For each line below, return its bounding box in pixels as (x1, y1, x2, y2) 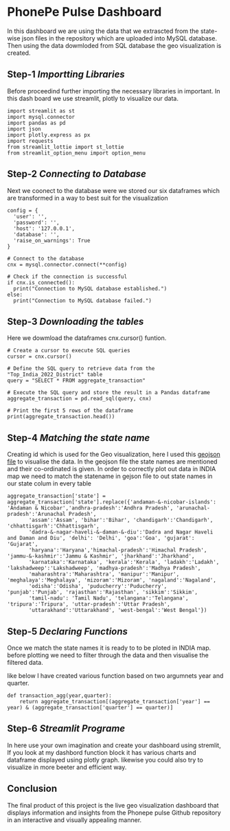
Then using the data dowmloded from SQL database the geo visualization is (7, 41, 222, 49)
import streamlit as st (7, 107, 76, 114)
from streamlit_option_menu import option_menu (7, 149, 146, 157)
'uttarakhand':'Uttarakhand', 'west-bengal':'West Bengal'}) (28, 607, 207, 614)
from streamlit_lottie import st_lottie (7, 144, 125, 150)
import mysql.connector (7, 113, 76, 120)
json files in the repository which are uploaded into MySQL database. (21, 34, 218, 42)
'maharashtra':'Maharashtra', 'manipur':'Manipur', (28, 571, 180, 578)
